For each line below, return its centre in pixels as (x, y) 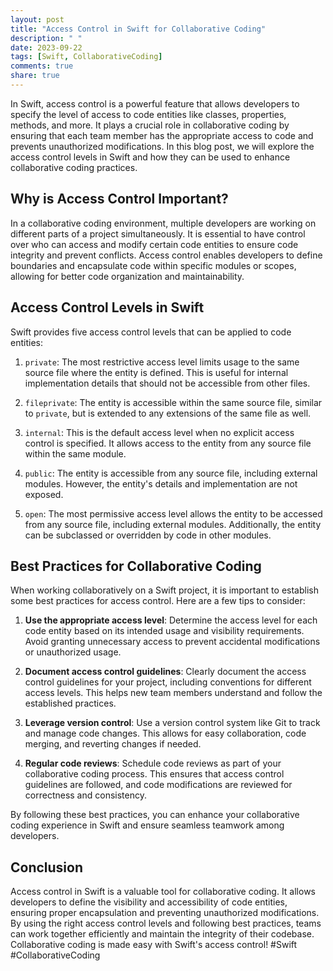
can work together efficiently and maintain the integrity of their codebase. (162, 934)
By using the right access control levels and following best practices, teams (166, 923)
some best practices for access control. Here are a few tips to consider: (158, 601)
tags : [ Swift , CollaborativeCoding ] (86, 57)
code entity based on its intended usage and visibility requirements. (164, 631)
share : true (35, 76)
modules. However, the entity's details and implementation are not (161, 483)
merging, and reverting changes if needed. (113, 744)
